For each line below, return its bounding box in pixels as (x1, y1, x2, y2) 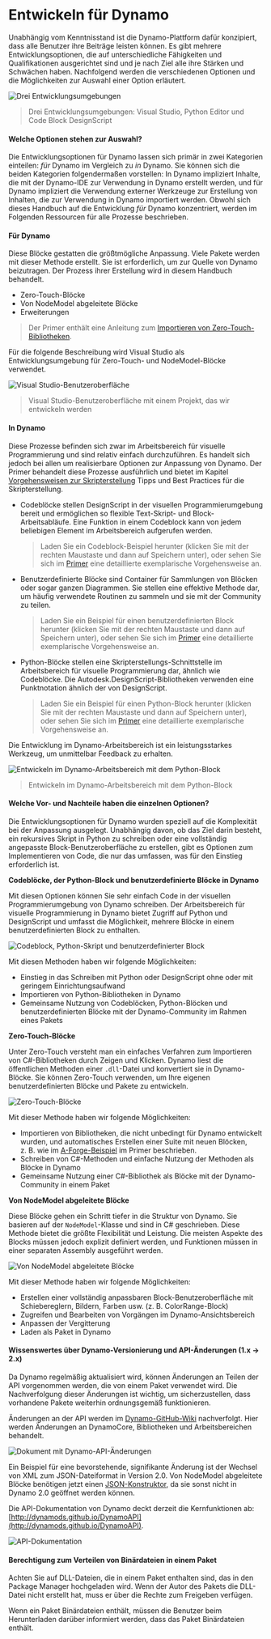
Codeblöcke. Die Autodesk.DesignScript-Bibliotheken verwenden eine (19, 674, 254, 684)
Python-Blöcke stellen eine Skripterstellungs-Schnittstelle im (19, 657, 222, 667)
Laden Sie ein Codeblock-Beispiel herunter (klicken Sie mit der (40, 541, 249, 551)
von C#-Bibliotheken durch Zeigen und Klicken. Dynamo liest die (8, 1055, 224, 1065)
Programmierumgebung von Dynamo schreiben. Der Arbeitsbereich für (8, 899, 245, 909)
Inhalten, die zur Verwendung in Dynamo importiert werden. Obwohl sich (8, 195, 251, 205)
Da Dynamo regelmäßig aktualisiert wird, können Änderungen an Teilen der (8, 1372, 259, 1382)
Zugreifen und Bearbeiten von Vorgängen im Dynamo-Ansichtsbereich (19, 1310, 256, 1319)
